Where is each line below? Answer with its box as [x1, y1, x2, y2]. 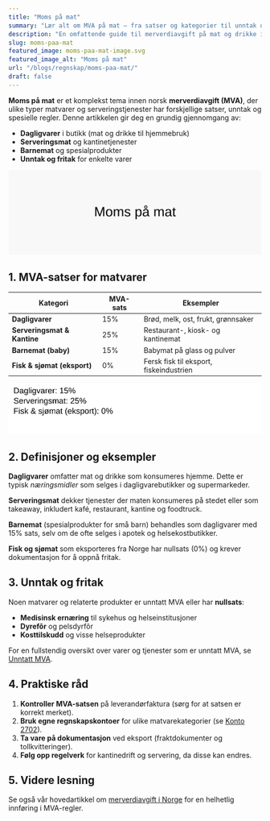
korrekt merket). [19, 707, 74, 717]
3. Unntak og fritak [8, 576, 104, 590]
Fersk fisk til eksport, [143, 356, 213, 366]
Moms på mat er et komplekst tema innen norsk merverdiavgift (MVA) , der [8, 95, 259, 105]
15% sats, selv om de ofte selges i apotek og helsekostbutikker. [8, 529, 219, 537]
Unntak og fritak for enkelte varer [19, 154, 133, 164]
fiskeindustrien [143, 365, 193, 375]
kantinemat [143, 334, 181, 344]
